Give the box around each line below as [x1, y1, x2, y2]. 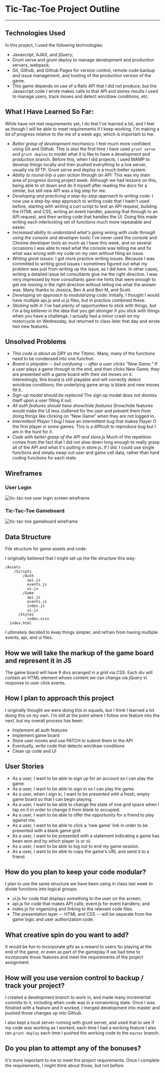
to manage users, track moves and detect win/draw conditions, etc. [12, 93, 149, 99]
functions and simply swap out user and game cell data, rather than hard [12, 450, 160, 455]
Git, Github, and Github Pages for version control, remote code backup [12, 67, 156, 73]
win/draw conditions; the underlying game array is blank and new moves [12, 382, 160, 388]
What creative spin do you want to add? [5, 931, 129, 939]
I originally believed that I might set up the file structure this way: [5, 555, 136, 561]
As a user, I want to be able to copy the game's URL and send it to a [12, 848, 150, 854]
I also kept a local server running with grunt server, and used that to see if [5, 1019, 155, 1025]
